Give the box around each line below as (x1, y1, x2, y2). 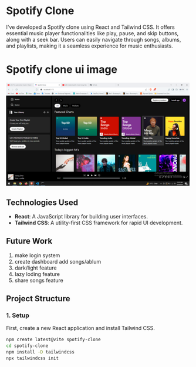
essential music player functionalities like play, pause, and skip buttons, (6, 29, 179, 36)
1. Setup (6, 311, 29, 319)
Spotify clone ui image (6, 63, 118, 76)
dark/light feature (14, 264, 57, 271)
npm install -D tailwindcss (6, 349, 75, 355)
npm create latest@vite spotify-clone (6, 336, 101, 343)
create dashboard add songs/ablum (14, 258, 102, 265)
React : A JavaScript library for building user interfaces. (14, 213, 148, 220)
